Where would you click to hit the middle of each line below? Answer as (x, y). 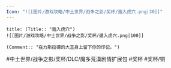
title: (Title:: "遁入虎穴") (41, 29)
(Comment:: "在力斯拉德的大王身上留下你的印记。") (63, 47)
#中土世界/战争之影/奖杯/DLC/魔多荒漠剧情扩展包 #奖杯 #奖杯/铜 (86, 59)
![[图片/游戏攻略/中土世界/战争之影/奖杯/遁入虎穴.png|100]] (75, 35)
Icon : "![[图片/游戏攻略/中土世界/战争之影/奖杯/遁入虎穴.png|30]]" (85, 12)
